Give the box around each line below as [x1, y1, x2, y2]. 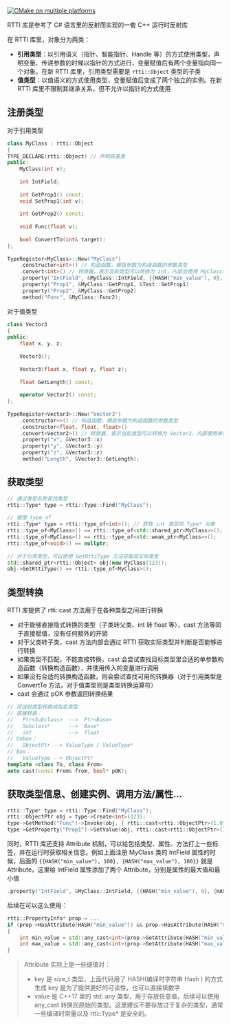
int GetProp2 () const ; [19, 210, 85, 217]
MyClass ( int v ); [19, 165, 67, 172]
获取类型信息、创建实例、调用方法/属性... [7, 788, 183, 800]
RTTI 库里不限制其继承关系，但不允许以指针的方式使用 [16, 85, 171, 92]
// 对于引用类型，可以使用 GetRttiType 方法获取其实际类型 [7, 552, 159, 560]
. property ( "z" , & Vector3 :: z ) [19, 449, 103, 456]
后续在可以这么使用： [7, 901, 67, 910]
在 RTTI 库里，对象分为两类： [7, 35, 91, 43]
